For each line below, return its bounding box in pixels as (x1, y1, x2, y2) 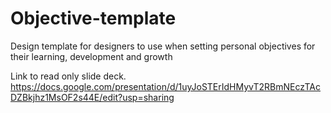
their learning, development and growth (10, 50, 173, 62)
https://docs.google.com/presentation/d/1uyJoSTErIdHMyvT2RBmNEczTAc (10, 80, 322, 92)
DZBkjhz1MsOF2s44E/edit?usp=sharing (10, 91, 175, 103)
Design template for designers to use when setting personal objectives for (10, 40, 316, 52)
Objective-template (10, 7, 177, 30)
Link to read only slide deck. (10, 70, 127, 82)
